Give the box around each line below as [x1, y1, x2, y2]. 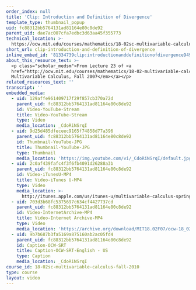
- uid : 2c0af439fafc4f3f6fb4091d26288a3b [11, 161, 114, 167]
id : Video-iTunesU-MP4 [16, 172, 72, 178]
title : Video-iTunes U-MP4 [16, 177, 82, 183]
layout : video [6, 275, 41, 281]
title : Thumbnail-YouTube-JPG [16, 144, 90, 150]
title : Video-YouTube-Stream [16, 112, 87, 118]
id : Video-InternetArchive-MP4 [16, 210, 93, 216]
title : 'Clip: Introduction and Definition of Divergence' [6, 14, 153, 20]
